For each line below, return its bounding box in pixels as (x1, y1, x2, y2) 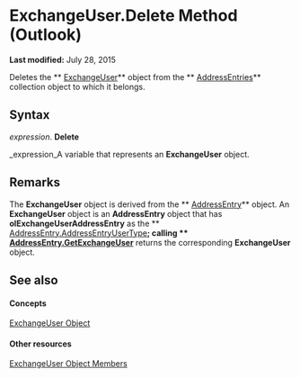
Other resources (9, 338, 72, 349)
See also (9, 272, 58, 288)
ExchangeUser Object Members (9, 358, 128, 369)
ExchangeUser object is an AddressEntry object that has (9, 208, 223, 219)
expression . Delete (9, 131, 79, 142)
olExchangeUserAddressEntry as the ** (9, 218, 160, 229)
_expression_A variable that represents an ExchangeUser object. (9, 148, 250, 159)
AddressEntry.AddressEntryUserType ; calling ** (9, 227, 189, 238)
